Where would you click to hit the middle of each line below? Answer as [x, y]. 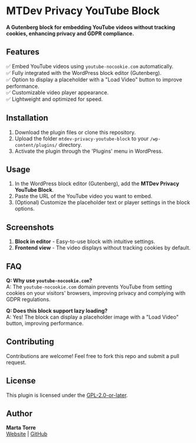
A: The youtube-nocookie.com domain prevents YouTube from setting [89, 287]
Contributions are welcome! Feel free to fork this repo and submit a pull [93, 356]
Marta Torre [21, 428]
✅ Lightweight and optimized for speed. [55, 99]
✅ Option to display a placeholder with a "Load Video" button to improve [94, 79]
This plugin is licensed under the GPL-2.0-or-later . [67, 395]
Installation [27, 118]
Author [19, 414]
